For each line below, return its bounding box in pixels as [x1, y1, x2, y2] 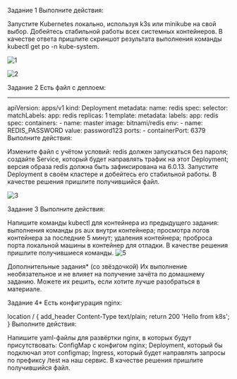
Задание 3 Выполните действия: [7, 205, 105, 213]
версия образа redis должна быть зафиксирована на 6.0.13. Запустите [7, 163, 219, 170]
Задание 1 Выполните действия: [7, 6, 104, 14]
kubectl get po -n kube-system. [7, 42, 100, 50]
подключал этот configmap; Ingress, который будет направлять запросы [7, 349, 226, 356]
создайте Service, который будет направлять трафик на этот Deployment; [7, 155, 229, 163]
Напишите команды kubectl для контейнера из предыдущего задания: [7, 218, 219, 227]
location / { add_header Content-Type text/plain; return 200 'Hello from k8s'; [7, 313, 230, 320]
